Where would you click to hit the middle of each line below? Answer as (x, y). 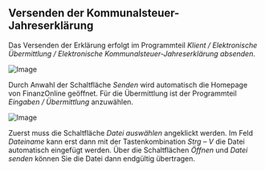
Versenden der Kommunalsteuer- (94, 13)
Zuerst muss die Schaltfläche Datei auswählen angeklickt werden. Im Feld (131, 132)
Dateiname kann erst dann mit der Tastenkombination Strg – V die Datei (126, 141)
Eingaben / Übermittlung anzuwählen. (71, 102)
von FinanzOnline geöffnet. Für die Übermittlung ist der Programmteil (122, 93)
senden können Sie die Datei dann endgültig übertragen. (102, 158)
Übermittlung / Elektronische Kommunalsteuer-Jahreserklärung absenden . (132, 53)
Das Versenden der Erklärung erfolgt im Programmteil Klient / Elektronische (133, 45)
